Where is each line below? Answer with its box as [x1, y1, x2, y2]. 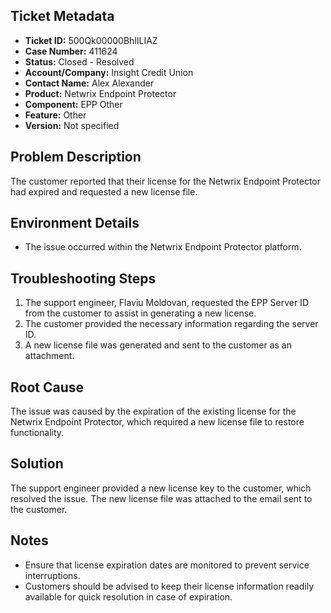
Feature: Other [24, 109, 87, 121]
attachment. [24, 350, 75, 362]
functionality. [10, 427, 65, 439]
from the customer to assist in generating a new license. [24, 307, 257, 319]
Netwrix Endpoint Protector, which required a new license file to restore [10, 416, 305, 428]
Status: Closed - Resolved [24, 55, 135, 68]
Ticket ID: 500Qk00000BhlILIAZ [24, 34, 158, 46]
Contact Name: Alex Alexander [24, 77, 155, 89]
